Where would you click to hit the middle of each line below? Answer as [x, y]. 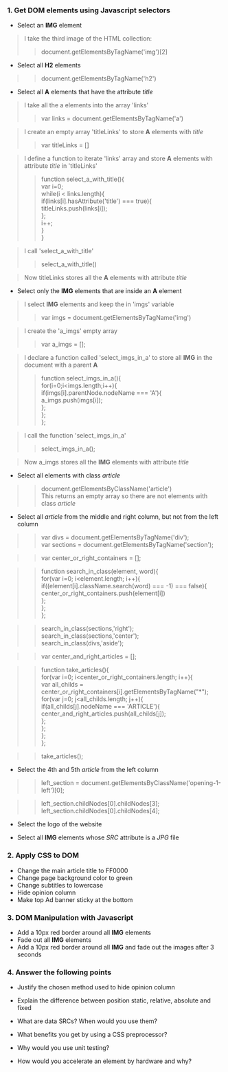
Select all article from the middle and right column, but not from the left [117, 517]
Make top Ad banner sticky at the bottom [75, 899]
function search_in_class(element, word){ [100, 571]
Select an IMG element [49, 25]
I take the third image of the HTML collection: [88, 39]
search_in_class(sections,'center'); [90, 636]
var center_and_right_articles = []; [89, 656]
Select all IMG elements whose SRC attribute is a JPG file [98, 837]
